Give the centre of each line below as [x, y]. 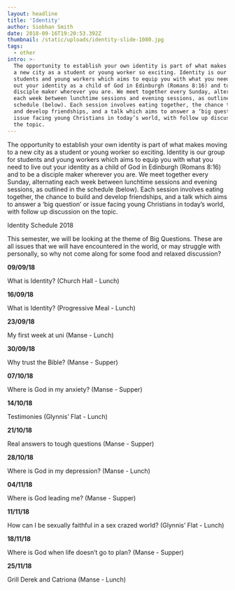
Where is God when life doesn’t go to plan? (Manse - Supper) [95, 552]
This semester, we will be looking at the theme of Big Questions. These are [115, 238]
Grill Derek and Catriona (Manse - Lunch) [67, 579]
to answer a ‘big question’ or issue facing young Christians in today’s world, [116, 204]
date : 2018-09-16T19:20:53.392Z [54, 33]
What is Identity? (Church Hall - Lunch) [64, 280]
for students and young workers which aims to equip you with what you [110, 159]
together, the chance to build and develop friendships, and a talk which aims [117, 196]
